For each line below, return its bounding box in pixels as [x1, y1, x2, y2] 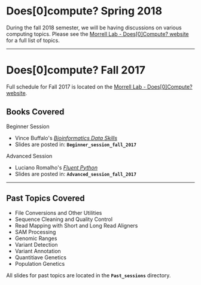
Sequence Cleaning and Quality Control [14, 216, 112, 223]
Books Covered [6, 107, 65, 117]
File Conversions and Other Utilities [14, 209, 102, 216]
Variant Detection [14, 241, 58, 248]
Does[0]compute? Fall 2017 [6, 63, 145, 77]
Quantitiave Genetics [14, 253, 67, 261]
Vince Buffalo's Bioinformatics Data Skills [14, 134, 118, 141]
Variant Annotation [14, 247, 61, 254]
